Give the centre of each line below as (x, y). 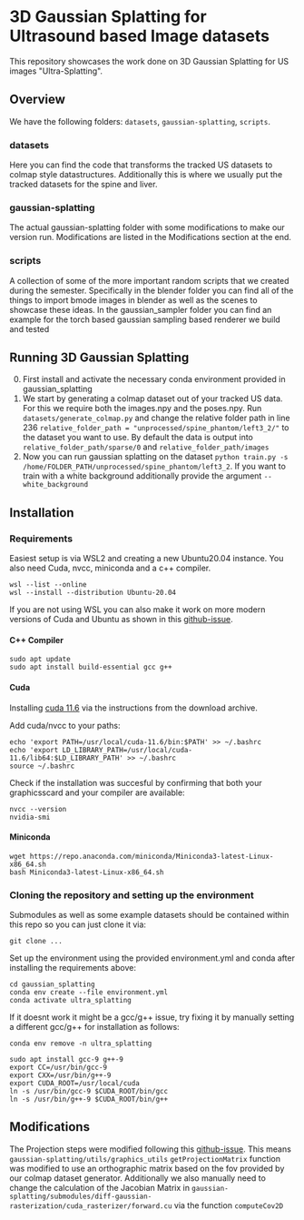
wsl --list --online (49, 585)
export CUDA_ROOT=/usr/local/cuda (75, 1084)
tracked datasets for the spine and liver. (83, 185)
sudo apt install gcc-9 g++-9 (67, 1060)
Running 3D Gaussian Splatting (99, 358)
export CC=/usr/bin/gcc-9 (58, 1068)
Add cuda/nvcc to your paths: (65, 725)
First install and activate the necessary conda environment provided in (154, 379)
